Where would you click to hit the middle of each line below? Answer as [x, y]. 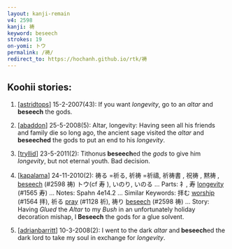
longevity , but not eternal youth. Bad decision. [84, 160]
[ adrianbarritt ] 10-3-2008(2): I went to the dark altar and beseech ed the [121, 230]
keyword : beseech [32, 33]
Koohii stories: [39, 88]
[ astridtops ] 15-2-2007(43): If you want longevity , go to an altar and [115, 104]
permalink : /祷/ [30, 53]
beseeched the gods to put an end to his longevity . [91, 139]
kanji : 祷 [21, 27]
